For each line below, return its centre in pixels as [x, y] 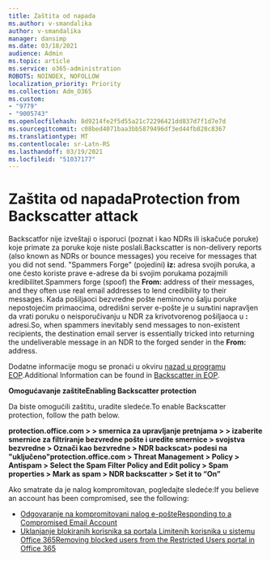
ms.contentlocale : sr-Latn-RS [59, 144]
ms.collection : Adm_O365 [50, 91]
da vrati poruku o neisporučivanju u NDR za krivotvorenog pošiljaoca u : [128, 316]
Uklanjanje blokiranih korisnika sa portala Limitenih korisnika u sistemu [138, 531]
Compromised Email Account [68, 523]
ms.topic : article [39, 62]
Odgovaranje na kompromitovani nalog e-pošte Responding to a [126, 514]
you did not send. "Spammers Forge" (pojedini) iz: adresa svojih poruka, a [132, 265]
